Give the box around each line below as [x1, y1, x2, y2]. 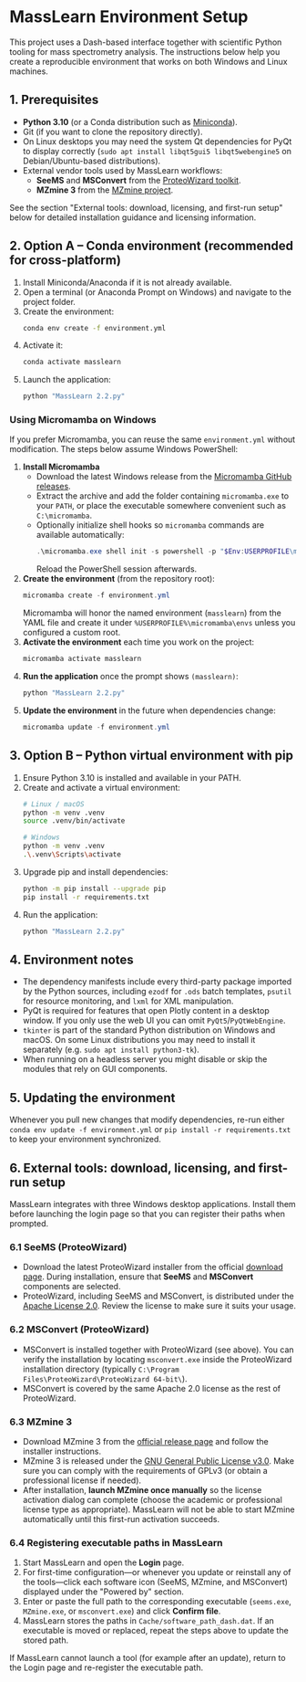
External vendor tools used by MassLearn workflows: [22, 164, 223, 175]
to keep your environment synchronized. [9, 1134, 162, 1145]
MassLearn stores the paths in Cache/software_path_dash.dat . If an [22, 1615, 275, 1626]
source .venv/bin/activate [22, 816, 126, 825]
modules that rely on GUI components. [22, 1064, 168, 1075]
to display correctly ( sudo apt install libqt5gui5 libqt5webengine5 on [22, 145, 291, 156]
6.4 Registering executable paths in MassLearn [9, 1536, 223, 1549]
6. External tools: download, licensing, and [9, 1160, 257, 1175]
